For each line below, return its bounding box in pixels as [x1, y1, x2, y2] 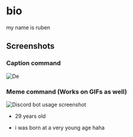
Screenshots [6, 41, 55, 51]
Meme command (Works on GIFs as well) [6, 88, 127, 96]
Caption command [6, 59, 61, 67]
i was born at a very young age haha [14, 124, 105, 131]
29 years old [14, 112, 46, 120]
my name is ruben [6, 24, 51, 31]
